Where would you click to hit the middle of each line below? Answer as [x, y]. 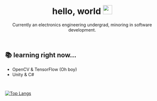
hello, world [77, 11]
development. [82, 30]
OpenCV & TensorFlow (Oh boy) [45, 69]
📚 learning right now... [41, 55]
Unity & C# [23, 74]
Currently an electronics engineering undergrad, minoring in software [82, 25]
